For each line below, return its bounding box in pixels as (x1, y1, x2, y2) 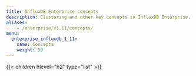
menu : (6, 31, 19, 37)
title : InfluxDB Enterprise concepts (6, 8, 99, 15)
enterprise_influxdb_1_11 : (11, 36, 78, 42)
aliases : (6, 19, 28, 25)
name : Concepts (16, 42, 54, 48)
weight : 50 (16, 47, 44, 53)
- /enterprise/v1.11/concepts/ (16, 25, 94, 31)
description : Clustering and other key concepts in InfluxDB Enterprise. (6, 14, 191, 20)
